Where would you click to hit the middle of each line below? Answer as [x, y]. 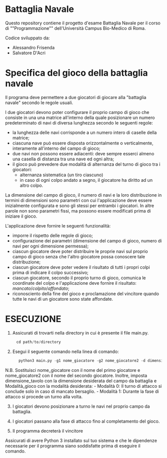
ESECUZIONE [33, 319]
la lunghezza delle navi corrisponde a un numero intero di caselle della [84, 132]
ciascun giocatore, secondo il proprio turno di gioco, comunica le [79, 278]
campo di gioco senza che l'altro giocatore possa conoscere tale [79, 256]
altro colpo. [31, 185]
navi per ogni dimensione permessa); [50, 246]
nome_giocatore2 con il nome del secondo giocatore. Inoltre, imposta [76, 375]
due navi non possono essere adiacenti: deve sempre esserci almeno [83, 153]
